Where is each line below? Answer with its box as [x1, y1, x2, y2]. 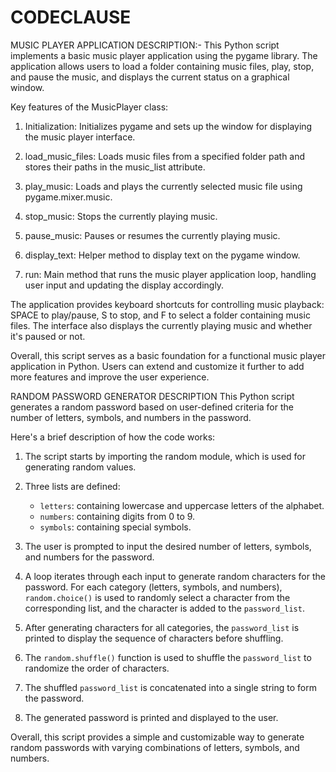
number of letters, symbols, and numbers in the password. [10, 411, 252, 423]
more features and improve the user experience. [10, 371, 210, 383]
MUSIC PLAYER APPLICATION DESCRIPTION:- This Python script [10, 39, 280, 51]
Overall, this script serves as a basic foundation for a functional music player [10, 349, 326, 361]
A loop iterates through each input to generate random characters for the [24, 570, 326, 582]
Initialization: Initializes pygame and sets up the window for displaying [24, 120, 313, 132]
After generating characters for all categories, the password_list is [24, 621, 300, 633]
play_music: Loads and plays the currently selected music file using [24, 180, 303, 192]
